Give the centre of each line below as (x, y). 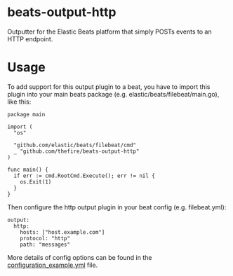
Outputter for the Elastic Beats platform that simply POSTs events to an (109, 32)
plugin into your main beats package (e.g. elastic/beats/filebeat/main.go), (113, 94)
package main (26, 114)
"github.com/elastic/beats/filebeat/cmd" (75, 145)
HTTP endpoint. (30, 39)
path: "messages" (45, 244)
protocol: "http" (45, 238)
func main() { (28, 170)
